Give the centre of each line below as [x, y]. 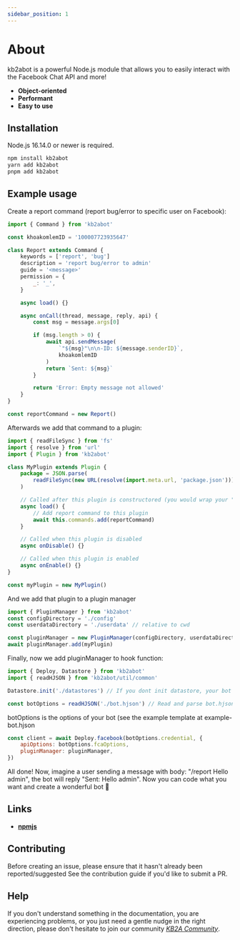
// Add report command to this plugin [91, 513]
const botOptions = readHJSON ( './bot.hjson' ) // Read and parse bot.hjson [121, 704]
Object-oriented [42, 91]
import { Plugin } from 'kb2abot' [59, 454]
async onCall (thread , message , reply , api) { [89, 316]
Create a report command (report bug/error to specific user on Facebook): [117, 211]
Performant [35, 98]
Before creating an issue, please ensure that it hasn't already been [105, 866]
